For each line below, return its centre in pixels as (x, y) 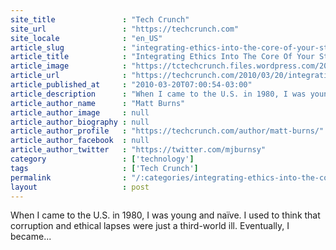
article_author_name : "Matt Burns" (98, 103)
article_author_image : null (80, 112)
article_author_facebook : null (80, 141)
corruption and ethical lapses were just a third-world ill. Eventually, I (150, 226)
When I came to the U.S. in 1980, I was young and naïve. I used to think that (165, 215)
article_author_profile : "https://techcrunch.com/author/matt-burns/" (167, 131)
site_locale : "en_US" (86, 38)
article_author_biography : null (80, 122)
